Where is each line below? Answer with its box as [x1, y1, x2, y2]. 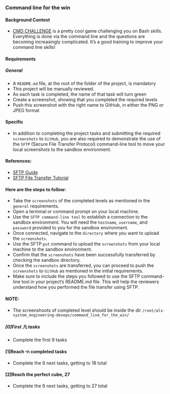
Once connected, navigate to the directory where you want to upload [12, 230, 159, 236]
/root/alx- [142, 308, 165, 313]
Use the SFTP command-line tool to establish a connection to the [12, 214, 148, 220]
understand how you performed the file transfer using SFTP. [12, 284, 139, 290]
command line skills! [12, 44, 56, 50]
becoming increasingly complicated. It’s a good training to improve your [12, 39, 163, 45]
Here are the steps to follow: [5, 186, 66, 192]
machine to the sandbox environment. [12, 246, 93, 253]
